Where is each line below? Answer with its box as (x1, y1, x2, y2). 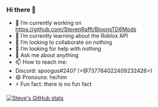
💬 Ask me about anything (15, 52, 79, 59)
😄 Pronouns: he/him (15, 74, 67, 81)
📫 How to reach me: (15, 58, 68, 66)
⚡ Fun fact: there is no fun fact (15, 80, 92, 88)
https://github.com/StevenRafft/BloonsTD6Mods (15, 26, 137, 33)
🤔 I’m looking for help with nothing (15, 45, 102, 52)
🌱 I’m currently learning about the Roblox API (15, 32, 128, 40)
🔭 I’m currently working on (15, 19, 82, 27)
